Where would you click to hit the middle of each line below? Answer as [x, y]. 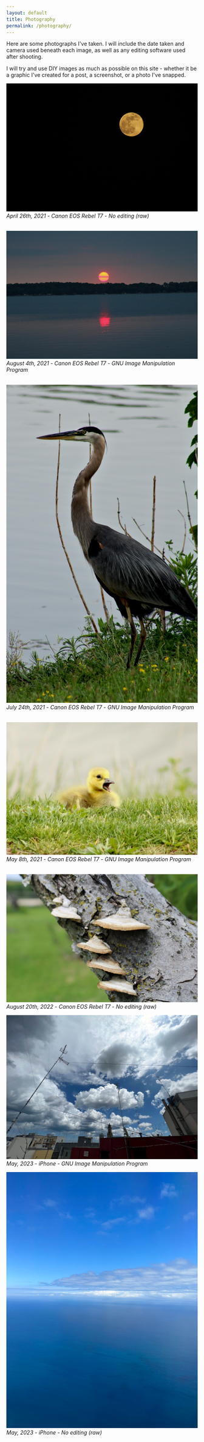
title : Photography [31, 19]
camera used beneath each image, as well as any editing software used [96, 50]
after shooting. [25, 57]
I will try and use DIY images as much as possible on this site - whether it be [102, 69]
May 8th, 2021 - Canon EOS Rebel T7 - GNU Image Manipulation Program [99, 859]
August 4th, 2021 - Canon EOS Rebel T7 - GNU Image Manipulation [91, 363]
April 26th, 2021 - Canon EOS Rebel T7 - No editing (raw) [78, 216]
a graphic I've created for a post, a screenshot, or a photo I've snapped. [96, 75]
